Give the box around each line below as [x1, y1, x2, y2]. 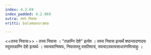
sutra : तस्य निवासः [5, 16, 38, 21]
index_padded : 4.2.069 [5, 12, 51, 17]
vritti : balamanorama [5, 20, 49, 26]
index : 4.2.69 [5, 7, 34, 12]
